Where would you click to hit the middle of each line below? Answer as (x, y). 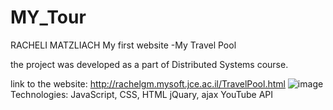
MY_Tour (48, 17)
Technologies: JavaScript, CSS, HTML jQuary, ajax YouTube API (141, 94)
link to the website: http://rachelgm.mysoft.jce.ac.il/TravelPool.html (148, 83)
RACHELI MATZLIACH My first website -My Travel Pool (123, 45)
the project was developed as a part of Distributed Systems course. (149, 64)
